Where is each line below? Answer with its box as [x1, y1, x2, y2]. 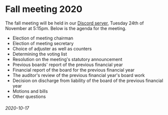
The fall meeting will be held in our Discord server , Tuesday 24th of [5, 20, 144, 26]
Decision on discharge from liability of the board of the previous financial [12, 77, 163, 83]
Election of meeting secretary [12, 40, 74, 46]
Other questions [12, 93, 46, 99]
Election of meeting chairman [12, 35, 74, 41]
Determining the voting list [12, 51, 67, 57]
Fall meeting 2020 [5, 3, 83, 15]
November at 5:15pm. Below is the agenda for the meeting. [5, 25, 127, 31]
